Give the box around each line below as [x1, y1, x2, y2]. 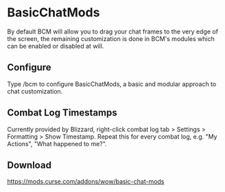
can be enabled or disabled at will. [7, 42, 104, 50]
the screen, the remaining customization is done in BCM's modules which [7, 34, 215, 42]
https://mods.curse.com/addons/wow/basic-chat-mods [7, 178, 165, 186]
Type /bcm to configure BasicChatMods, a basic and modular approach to [7, 80, 217, 88]
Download [7, 159, 51, 171]
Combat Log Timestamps [7, 107, 118, 119]
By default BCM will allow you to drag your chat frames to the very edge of [7, 27, 218, 36]
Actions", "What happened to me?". [7, 139, 108, 148]
